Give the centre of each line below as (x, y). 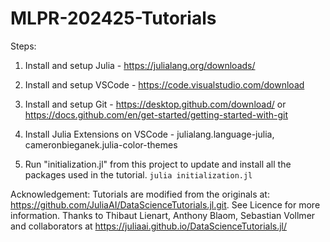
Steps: (23, 46)
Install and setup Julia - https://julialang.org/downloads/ (140, 65)
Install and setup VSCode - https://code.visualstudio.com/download (164, 84)
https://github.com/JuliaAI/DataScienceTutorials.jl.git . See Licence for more (165, 204)
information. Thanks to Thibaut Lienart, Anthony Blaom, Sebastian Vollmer (163, 215)
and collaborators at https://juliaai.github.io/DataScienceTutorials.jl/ (149, 226)
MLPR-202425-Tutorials (113, 18)
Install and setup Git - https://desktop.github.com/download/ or (155, 104)
